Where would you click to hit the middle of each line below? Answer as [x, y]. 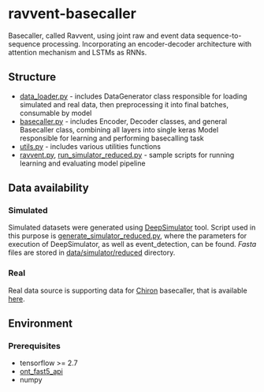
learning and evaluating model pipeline [82, 163]
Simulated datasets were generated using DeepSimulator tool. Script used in [132, 228]
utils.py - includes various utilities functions [90, 146]
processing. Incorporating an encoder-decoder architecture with [147, 43]
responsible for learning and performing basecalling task [112, 138]
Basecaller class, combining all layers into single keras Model [119, 129]
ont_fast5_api [41, 371]
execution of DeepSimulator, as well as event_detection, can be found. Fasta [132, 245]
